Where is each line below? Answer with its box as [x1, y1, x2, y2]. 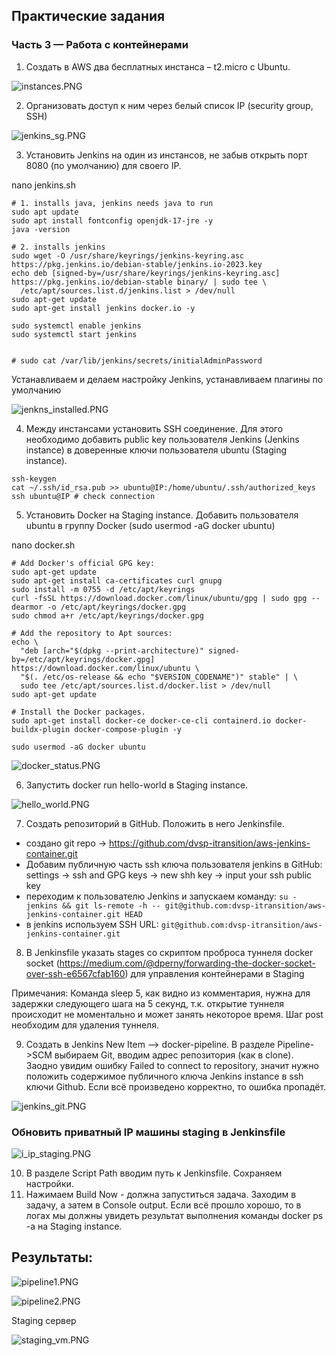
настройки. [25, 1177, 74, 1189]
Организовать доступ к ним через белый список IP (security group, [25, 99, 314, 111]
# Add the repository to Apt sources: [11, 628, 173, 638]
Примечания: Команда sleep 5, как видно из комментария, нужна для [11, 987, 311, 999]
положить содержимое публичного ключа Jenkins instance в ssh [25, 1070, 304, 1082]
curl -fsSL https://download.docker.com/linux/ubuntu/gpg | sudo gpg [11, 593, 308, 603]
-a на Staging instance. [25, 1220, 123, 1232]
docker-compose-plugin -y [74, 724, 183, 734]
